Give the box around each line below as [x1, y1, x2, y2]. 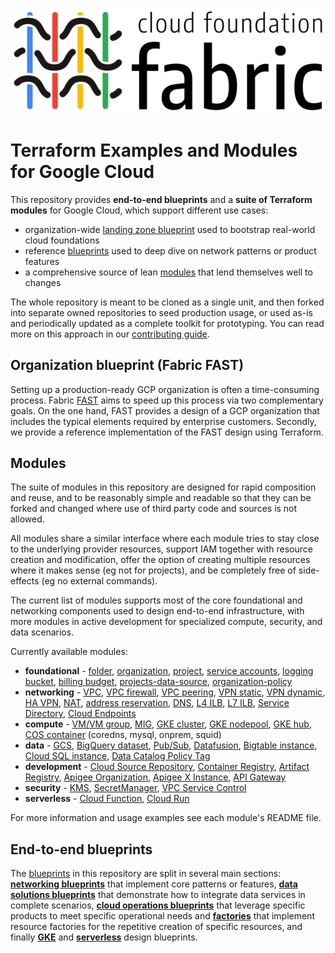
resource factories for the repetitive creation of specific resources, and [10, 921, 303, 933]
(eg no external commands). [41, 575, 158, 587]
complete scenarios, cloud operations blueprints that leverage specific [10, 899, 306, 912]
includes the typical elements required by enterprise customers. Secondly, [10, 415, 317, 427]
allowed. [10, 513, 45, 525]
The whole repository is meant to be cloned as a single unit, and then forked [10, 296, 325, 308]
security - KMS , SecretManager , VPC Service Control [24, 782, 247, 794]
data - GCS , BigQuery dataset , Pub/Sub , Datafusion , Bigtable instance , [24, 739, 318, 752]
